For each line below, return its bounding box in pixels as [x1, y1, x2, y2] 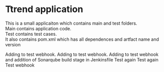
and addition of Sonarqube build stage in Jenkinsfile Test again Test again [5, 56, 158, 62]
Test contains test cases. [5, 31, 57, 37]
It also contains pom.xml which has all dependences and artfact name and [5, 36, 159, 42]
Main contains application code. [5, 25, 71, 31]
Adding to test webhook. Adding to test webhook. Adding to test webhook [5, 51, 158, 57]
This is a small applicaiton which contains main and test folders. [5, 20, 137, 26]
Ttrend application [5, 4, 84, 15]
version [5, 41, 21, 47]
